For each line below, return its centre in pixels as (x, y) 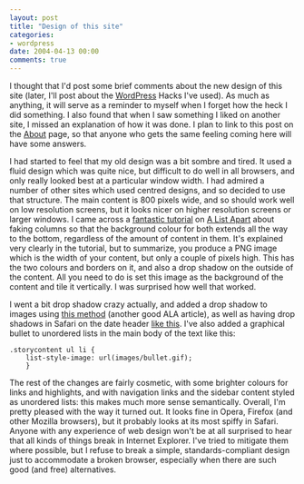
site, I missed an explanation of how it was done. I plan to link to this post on (152, 124)
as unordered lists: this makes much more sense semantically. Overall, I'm (147, 402)
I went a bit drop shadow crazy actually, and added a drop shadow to (138, 304)
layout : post (34, 18)
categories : (32, 35)
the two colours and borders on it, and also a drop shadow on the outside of (152, 267)
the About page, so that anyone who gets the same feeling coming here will (151, 134)
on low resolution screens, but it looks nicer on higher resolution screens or (151, 209)
